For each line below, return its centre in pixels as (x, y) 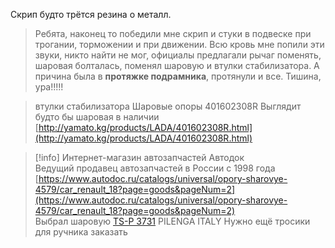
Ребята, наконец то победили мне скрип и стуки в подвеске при (173, 33)
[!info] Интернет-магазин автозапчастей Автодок (139, 157)
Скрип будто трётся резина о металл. (91, 14)
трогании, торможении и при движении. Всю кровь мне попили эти (179, 44)
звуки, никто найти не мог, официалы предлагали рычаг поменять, (178, 55)
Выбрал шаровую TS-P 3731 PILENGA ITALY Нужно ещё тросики (172, 221)
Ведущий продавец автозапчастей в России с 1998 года (155, 168)
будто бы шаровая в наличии (97, 117)
